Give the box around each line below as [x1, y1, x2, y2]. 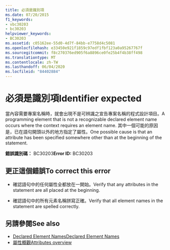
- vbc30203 [5, 21, 29, 27]
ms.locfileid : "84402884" [5, 69, 60, 74]
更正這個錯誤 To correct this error [5, 167, 111, 176]
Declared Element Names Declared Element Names [12, 233, 120, 239]
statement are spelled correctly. [12, 203, 80, 209]
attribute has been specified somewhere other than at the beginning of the [5, 134, 162, 140]
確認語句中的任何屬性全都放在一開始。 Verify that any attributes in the [12, 181, 158, 187]
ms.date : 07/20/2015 [5, 12, 50, 17]
